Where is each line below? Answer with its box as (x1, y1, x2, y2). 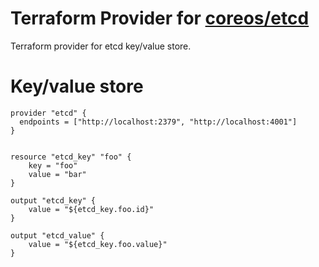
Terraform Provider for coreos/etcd (10, 7, 310, 30)
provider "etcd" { (10, 108, 87, 118)
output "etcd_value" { (10, 230, 105, 241)
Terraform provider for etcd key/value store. (10, 40, 192, 52)
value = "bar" (28, 169, 87, 179)
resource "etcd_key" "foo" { (10, 152, 132, 162)
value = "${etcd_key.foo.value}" (28, 239, 168, 249)
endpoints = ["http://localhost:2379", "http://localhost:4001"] (19, 117, 298, 127)
